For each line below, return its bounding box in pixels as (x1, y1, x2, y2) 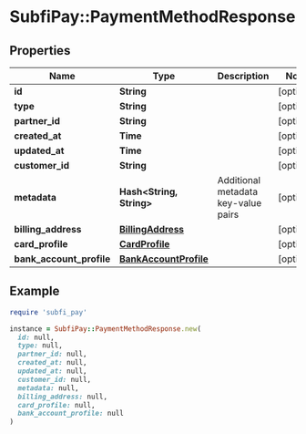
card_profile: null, (17, 400, 96, 409)
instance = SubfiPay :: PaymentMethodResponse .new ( (9, 324, 202, 334)
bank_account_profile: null (17, 408, 125, 418)
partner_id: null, (17, 349, 88, 359)
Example (9, 284, 60, 299)
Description (217, 70, 270, 82)
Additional (217, 174, 261, 186)
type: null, (17, 341, 64, 350)
